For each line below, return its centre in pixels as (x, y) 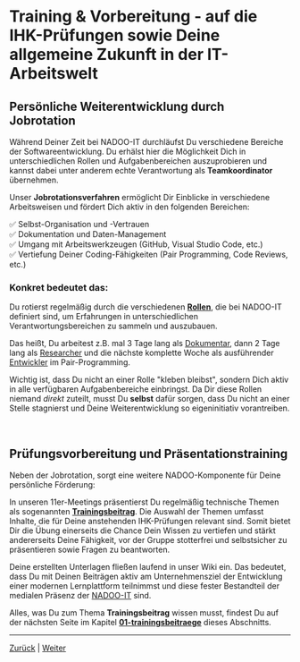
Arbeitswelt (54, 74)
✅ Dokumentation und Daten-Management (88, 234)
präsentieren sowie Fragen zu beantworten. (90, 550)
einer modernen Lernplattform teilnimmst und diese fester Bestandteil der (144, 586)
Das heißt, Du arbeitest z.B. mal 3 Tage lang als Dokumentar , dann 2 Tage (145, 344)
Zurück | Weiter (38, 648)
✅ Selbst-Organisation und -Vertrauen (79, 224)
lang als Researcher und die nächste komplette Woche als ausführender (142, 353)
